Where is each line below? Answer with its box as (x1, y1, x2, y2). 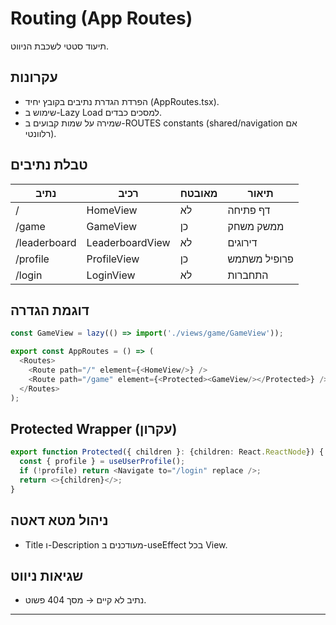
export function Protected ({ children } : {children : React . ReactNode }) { (10, 447, 325, 457)
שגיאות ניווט (10, 567, 84, 584)
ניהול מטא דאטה (10, 512, 109, 529)
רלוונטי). (24, 127, 57, 139)
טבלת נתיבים (10, 157, 88, 174)
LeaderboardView (86, 235, 171, 249)
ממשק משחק (227, 219, 285, 233)
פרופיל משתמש (227, 252, 294, 266)
